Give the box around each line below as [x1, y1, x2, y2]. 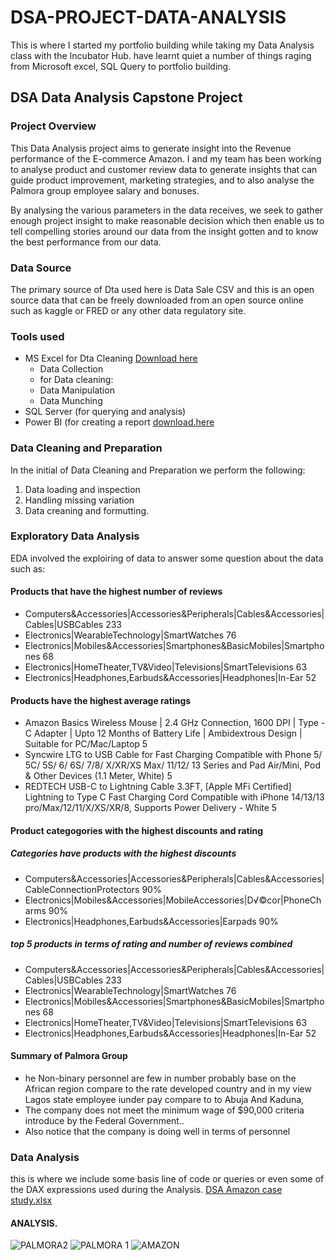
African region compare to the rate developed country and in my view [24, 1082, 312, 1095]
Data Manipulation [39, 384, 115, 396]
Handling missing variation [24, 494, 135, 506]
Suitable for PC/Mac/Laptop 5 [24, 738, 148, 750]
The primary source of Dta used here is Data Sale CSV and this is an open [10, 283, 315, 295]
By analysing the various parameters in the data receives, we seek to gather [10, 204, 324, 216]
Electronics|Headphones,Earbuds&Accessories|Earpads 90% [24, 915, 279, 927]
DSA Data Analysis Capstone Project [10, 89, 243, 106]
